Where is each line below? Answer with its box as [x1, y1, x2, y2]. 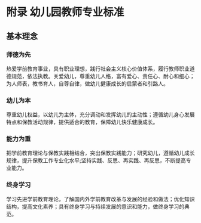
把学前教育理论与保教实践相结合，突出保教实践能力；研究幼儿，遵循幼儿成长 [6, 150, 195, 157]
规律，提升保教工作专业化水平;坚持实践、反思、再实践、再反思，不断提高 [6, 157, 187, 164]
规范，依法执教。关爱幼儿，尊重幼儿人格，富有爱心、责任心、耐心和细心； [11, 72, 195, 79]
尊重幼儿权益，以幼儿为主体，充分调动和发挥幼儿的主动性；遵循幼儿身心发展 [6, 111, 195, 118]
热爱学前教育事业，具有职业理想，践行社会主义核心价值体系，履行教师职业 [6, 65, 190, 72]
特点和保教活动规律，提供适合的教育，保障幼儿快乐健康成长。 [6, 119, 159, 126]
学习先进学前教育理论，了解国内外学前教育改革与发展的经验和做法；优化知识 [6, 195, 195, 203]
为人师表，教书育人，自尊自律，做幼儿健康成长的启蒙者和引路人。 [6, 80, 169, 87]
